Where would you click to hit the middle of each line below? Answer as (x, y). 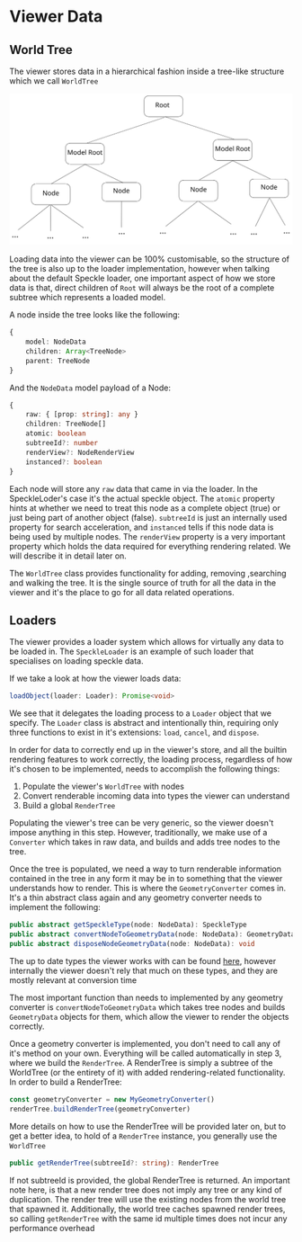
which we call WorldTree (54, 81)
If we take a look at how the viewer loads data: (95, 679)
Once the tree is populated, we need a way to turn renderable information (145, 869)
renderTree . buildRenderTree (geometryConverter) (100, 1109)
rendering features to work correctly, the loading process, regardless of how (151, 759)
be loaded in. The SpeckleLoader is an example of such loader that (132, 652)
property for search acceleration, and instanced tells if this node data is (142, 527)
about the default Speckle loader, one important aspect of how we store (142, 278)
